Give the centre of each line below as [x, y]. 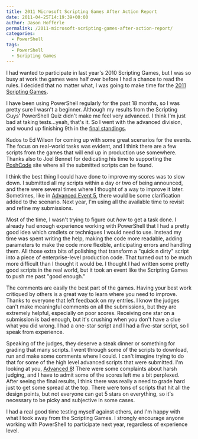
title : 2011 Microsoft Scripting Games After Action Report [82, 12]
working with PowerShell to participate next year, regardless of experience [97, 424]
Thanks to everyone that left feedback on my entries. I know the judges [93, 300]
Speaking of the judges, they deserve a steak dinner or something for [91, 343]
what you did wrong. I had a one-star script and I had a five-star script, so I [98, 325]
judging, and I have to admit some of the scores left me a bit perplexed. [93, 375]
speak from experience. [35, 332]
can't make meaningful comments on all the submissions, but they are [91, 307]
